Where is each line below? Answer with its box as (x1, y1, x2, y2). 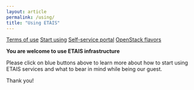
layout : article (6, 8, 47, 15)
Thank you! (6, 77, 34, 84)
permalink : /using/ (6, 14, 55, 20)
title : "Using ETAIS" (6, 20, 60, 26)
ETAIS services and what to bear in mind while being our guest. (6, 66, 163, 73)
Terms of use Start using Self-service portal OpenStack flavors (6, 36, 162, 44)
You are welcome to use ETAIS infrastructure (6, 48, 120, 55)
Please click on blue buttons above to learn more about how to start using (6, 59, 189, 66)
